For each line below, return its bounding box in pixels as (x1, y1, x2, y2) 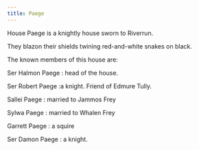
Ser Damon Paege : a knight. (7, 135, 88, 143)
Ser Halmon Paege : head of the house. (7, 68, 119, 77)
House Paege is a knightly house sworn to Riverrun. (7, 29, 154, 37)
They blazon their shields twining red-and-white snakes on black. (7, 42, 192, 50)
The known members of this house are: (7, 55, 118, 64)
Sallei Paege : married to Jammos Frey (7, 95, 117, 103)
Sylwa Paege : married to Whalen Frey (7, 108, 115, 116)
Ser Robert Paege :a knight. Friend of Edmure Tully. (7, 82, 152, 90)
